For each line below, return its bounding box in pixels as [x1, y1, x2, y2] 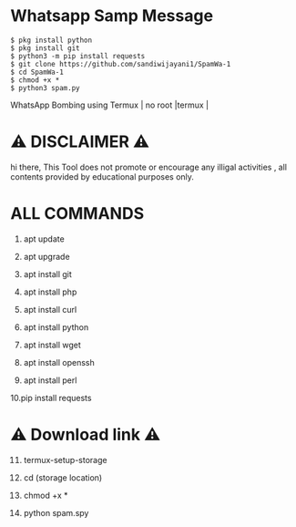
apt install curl [23, 304, 77, 315]
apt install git [23, 268, 72, 279]
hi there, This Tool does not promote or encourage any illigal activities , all [10, 161, 288, 172]
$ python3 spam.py [10, 83, 80, 92]
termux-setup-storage [23, 454, 107, 465]
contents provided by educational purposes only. [10, 170, 195, 182]
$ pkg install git [10, 43, 80, 53]
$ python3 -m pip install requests [10, 51, 146, 60]
